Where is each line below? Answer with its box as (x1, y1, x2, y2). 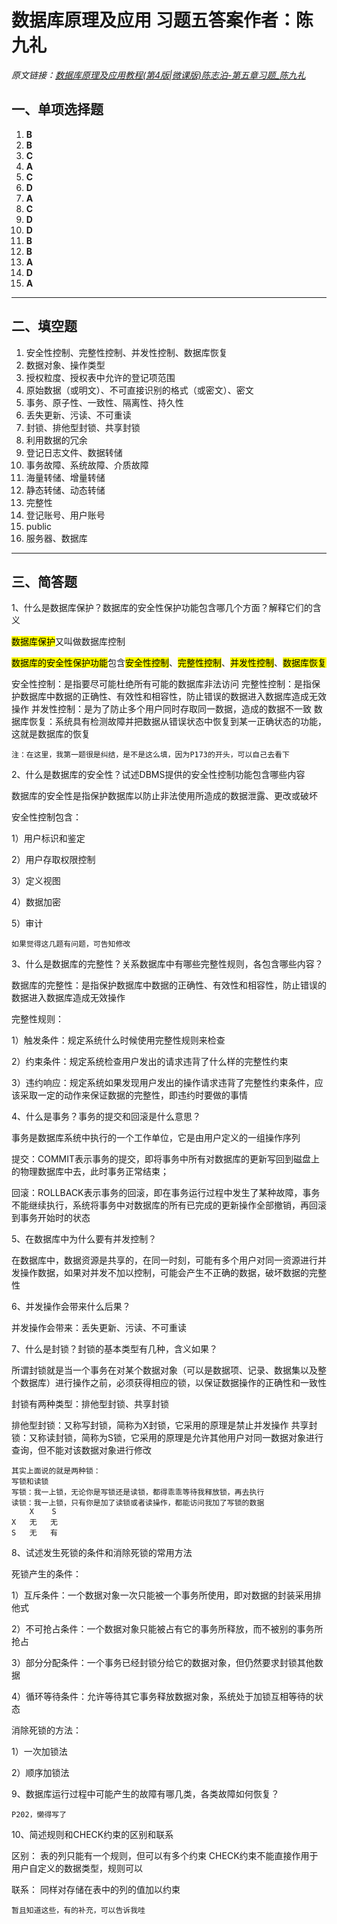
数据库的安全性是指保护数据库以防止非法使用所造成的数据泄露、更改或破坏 (11, 790, 318, 802)
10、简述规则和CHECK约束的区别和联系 (11, 1829, 174, 1841)
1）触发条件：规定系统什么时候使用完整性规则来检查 (11, 1034, 226, 1046)
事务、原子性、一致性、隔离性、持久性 (25, 396, 184, 408)
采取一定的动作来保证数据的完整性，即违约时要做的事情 (19, 1089, 248, 1101)
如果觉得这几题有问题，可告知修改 (11, 939, 131, 950)
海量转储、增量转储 (25, 471, 106, 483)
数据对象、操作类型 (25, 359, 106, 371)
